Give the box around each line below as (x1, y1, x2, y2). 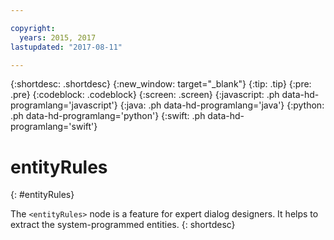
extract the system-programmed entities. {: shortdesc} (10, 219, 236, 231)
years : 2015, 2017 (19, 32, 97, 43)
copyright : (10, 23, 56, 33)
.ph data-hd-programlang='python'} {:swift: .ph (10, 110, 206, 122)
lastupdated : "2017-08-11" (10, 42, 123, 52)
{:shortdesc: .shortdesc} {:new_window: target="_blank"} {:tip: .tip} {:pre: (10, 78, 312, 90)
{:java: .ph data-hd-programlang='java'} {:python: (119, 99, 325, 111)
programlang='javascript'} (10, 99, 118, 111)
